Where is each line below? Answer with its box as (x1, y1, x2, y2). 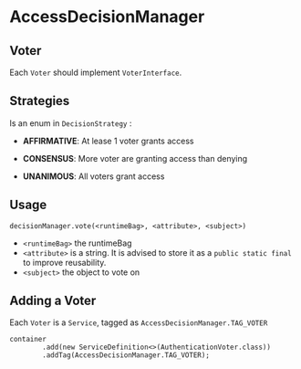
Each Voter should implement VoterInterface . (9, 67, 182, 78)
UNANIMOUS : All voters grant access (22, 171, 165, 182)
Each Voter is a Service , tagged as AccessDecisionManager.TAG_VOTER (9, 317, 268, 328)
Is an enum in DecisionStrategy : (9, 117, 132, 129)
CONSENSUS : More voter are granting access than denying (22, 153, 248, 163)
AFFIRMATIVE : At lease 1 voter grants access (22, 135, 194, 146)
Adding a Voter (9, 293, 97, 309)
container (9, 335, 47, 344)
